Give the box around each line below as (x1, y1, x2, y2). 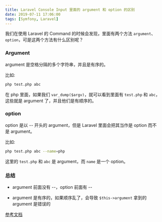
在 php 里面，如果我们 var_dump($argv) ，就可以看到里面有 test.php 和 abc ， (5, 91, 161, 97)
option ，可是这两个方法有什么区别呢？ (5, 37, 83, 43)
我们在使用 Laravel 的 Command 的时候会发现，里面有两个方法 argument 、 (5, 31, 156, 37)
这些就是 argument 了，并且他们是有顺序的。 (5, 98, 96, 104)
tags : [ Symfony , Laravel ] (5, 16, 58, 21)
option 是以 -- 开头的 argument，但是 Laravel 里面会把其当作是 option (5, 122, 147, 128)
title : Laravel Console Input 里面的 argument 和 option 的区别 (5, 7, 135, 12)
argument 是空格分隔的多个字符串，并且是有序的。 (5, 61, 108, 67)
